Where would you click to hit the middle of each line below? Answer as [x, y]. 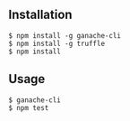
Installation [40, 15]
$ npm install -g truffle [56, 43]
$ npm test [29, 107]
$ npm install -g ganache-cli [65, 35]
